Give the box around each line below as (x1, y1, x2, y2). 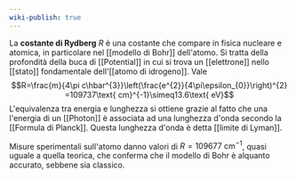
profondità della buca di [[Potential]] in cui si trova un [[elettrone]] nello (9, 56, 269, 67)
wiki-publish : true (9, 12, 82, 22)
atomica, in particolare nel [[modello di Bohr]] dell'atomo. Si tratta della (9, 46, 268, 58)
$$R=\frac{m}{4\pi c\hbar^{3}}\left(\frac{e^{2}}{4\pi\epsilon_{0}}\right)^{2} (11, 79, 288, 90)
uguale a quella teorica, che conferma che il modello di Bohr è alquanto (9, 151, 270, 161)
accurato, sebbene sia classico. (9, 159, 125, 170)
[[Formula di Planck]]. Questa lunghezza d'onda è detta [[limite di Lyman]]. (9, 122, 283, 133)
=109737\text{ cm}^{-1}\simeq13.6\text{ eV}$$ (64, 89, 235, 100)
